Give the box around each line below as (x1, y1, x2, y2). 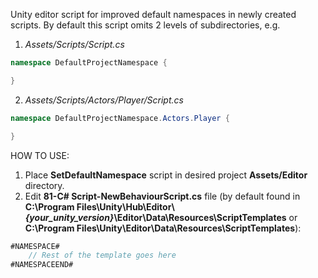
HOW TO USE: (10, 149, 70, 161)
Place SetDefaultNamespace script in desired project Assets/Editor (24, 169, 308, 181)
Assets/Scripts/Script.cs (24, 39, 125, 50)
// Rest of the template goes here (28, 250, 177, 261)
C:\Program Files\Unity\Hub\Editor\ (24, 200, 175, 213)
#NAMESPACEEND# (10, 260, 74, 270)
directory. (24, 179, 65, 191)
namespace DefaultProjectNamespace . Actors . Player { (10, 113, 230, 123)
